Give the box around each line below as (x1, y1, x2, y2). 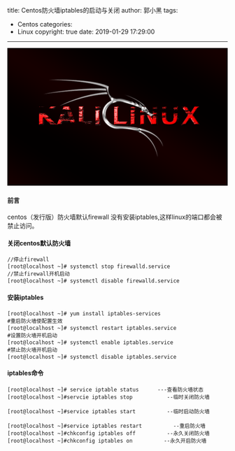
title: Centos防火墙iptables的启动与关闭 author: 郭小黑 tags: (7, 6, 178, 14)
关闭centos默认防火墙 (7, 238, 71, 247)
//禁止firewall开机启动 (7, 271, 70, 278)
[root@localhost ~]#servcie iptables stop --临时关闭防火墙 (7, 394, 210, 401)
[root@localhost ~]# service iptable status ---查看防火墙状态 (7, 386, 204, 393)
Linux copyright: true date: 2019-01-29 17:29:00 (17, 27, 155, 36)
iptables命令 (7, 369, 44, 378)
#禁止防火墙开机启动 (7, 346, 58, 353)
